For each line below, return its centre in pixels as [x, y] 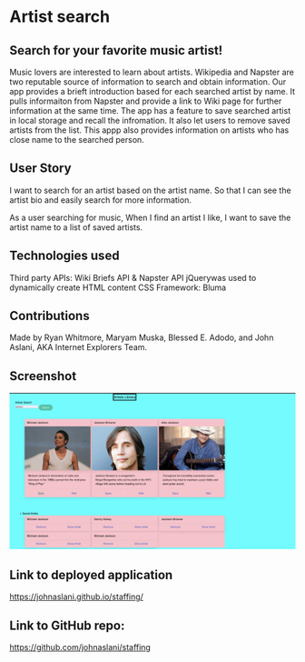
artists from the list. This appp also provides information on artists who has [149, 130]
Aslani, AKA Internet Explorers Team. [79, 347]
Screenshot [43, 376]
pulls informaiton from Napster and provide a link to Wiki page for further [146, 101]
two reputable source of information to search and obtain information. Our [148, 82]
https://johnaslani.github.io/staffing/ [76, 597]
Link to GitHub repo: [67, 625]
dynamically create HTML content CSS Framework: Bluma [118, 287]
